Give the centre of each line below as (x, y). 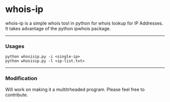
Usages (15, 46)
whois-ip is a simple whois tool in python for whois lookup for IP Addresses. (84, 23)
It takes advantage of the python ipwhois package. (58, 28)
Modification (22, 78)
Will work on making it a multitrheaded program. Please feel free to (75, 89)
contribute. (17, 94)
